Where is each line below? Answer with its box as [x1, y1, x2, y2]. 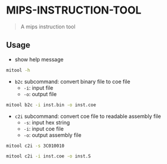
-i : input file [23, 84, 54, 91]
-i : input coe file [23, 125, 64, 132]
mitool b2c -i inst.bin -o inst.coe [6, 101, 96, 108]
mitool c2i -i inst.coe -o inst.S [6, 153, 91, 159]
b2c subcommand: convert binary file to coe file [14, 78, 131, 85]
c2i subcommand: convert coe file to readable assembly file [14, 113, 161, 120]
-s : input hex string [23, 119, 70, 126]
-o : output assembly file [23, 131, 81, 139]
